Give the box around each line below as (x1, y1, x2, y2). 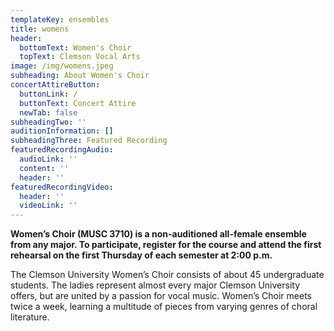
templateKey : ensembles (10, 14, 110, 25)
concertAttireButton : (10, 80, 101, 90)
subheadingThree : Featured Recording (10, 136, 168, 146)
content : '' (19, 163, 70, 173)
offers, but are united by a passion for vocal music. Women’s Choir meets (10, 290, 312, 302)
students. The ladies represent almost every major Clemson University (10, 279, 301, 291)
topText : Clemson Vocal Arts (19, 52, 141, 62)
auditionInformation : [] (10, 126, 114, 136)
